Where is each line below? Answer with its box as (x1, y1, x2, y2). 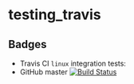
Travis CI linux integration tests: (19, 58, 126, 68)
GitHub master (19, 67, 68, 77)
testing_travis (8, 6, 101, 24)
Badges (8, 38, 47, 51)
